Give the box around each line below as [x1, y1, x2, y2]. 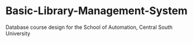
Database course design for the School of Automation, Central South [5, 24, 173, 31]
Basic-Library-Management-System [5, 4, 188, 18]
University [5, 29, 31, 37]
